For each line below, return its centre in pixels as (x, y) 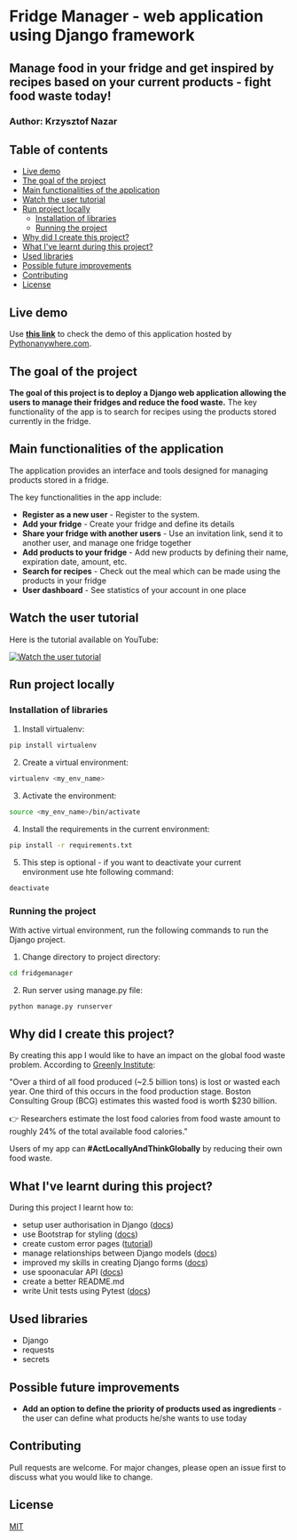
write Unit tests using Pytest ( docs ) (86, 1291)
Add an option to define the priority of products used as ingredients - (152, 1408)
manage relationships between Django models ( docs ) (120, 1253)
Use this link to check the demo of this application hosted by (121, 334)
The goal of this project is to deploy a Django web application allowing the (148, 392)
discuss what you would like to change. (81, 1477)
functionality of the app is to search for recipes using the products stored (143, 412)
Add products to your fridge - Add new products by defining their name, (155, 552)
